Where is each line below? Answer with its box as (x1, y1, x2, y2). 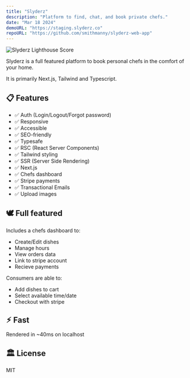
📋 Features (6, 93, 49, 103)
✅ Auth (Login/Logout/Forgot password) (14, 111, 112, 118)
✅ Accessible (14, 124, 47, 132)
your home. (6, 64, 34, 71)
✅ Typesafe (14, 138, 43, 145)
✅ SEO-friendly (14, 131, 52, 138)
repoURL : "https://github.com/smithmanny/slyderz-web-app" (6, 30, 153, 36)
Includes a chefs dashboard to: (6, 226, 80, 234)
